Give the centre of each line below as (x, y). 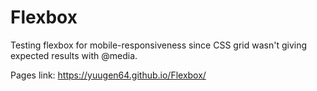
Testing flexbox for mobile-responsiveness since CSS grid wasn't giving (159, 45)
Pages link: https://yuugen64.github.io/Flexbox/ (108, 75)
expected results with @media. (74, 55)
